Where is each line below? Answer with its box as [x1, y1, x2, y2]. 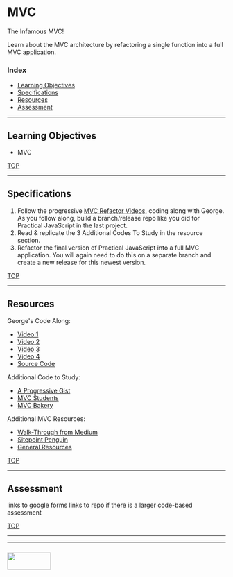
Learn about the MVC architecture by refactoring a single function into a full [7, 40, 223, 49]
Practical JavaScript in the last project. [17, 221, 128, 230]
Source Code [17, 359, 55, 368]
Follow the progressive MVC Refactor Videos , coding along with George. [17, 206, 225, 215]
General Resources [17, 442, 72, 451]
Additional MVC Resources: [7, 414, 85, 423]
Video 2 [17, 337, 40, 345]
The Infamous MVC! [7, 27, 64, 35]
